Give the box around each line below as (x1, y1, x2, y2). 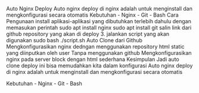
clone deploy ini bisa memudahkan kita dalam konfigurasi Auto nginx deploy (6, 62, 193, 69)
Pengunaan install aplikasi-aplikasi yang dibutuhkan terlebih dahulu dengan (6, 18, 192, 24)
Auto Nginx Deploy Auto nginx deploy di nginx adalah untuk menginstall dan (6, 5, 192, 12)
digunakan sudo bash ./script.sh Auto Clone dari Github (6, 37, 143, 44)
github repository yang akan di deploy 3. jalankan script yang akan (6, 30, 170, 38)
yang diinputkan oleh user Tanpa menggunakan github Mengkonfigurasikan (6, 49, 192, 56)
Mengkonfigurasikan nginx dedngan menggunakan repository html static (6, 43, 185, 50)
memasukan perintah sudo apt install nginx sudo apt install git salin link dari (6, 24, 192, 31)
